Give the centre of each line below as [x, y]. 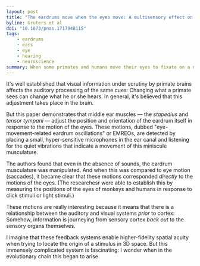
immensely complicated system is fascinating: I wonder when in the [89, 250]
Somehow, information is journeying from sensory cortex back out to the [95, 220]
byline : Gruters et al [34, 23]
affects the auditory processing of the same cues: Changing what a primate [99, 90]
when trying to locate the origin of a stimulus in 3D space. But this [87, 244]
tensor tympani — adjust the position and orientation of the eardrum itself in [99, 121]
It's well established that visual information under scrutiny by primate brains [99, 84]
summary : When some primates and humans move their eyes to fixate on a [98, 67]
